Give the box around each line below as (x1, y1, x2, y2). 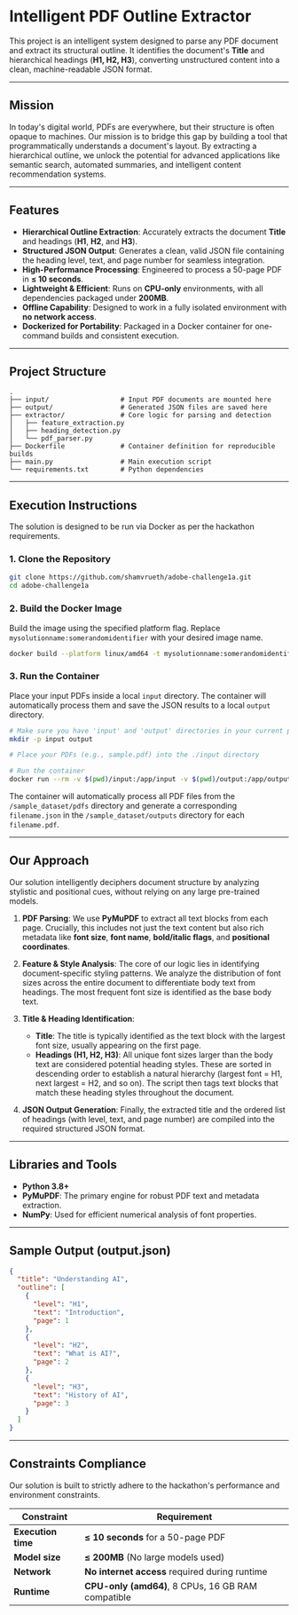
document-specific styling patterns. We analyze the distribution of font (21, 968, 281, 978)
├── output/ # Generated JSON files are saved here (9, 403, 268, 412)
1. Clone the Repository (9, 553, 111, 566)
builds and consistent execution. (60, 330, 180, 341)
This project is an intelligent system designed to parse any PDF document (9, 36, 278, 46)
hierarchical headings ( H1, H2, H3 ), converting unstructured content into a (9, 54, 280, 65)
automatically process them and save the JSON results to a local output (9, 700, 271, 710)
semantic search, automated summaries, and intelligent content (9, 159, 242, 170)
